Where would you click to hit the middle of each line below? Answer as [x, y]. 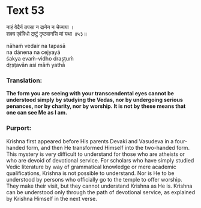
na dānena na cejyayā [33, 52]
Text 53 [25, 10]
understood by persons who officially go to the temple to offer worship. [94, 179]
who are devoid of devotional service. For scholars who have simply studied [100, 160]
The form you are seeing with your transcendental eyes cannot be [90, 94]
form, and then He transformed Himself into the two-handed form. [108, 147]
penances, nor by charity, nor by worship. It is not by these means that [96, 106]
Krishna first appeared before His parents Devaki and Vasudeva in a [90, 141]
